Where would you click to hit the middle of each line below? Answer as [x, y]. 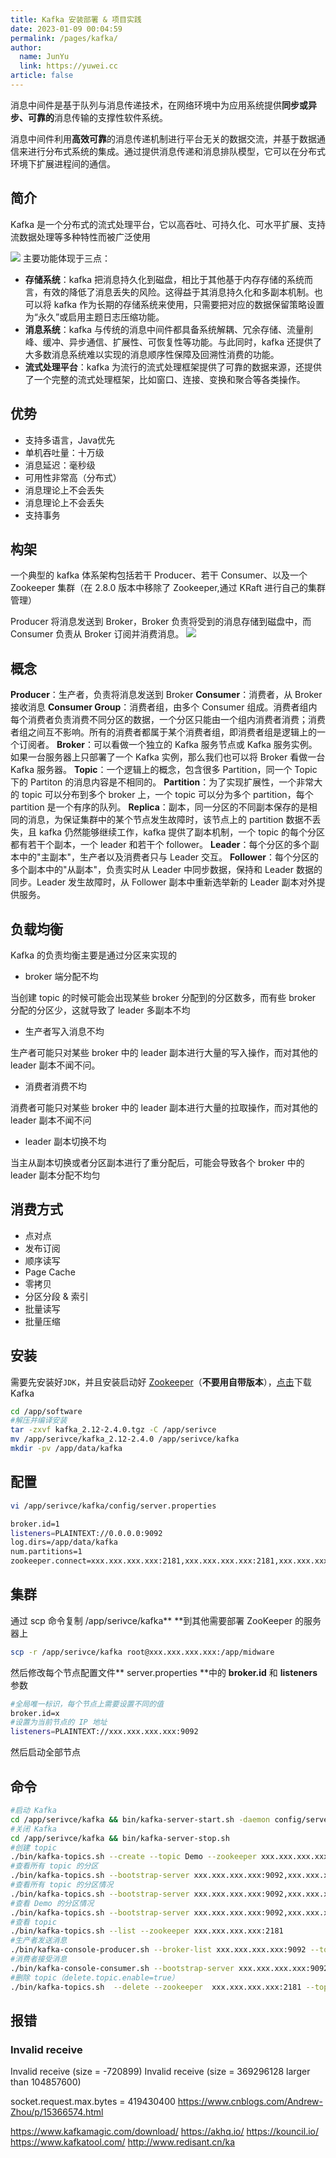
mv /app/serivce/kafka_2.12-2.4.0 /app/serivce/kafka [125, 1439]
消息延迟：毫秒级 [60, 465]
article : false [42, 76]
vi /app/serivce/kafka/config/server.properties [113, 1506]
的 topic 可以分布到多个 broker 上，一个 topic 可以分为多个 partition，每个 [162, 795]
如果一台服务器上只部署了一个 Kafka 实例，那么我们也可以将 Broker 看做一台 [168, 757]
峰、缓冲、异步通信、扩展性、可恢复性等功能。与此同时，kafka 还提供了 [173, 342]
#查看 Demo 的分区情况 [52, 1903]
